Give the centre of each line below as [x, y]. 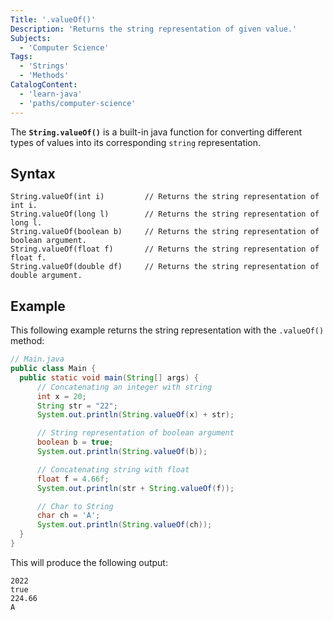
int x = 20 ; [61, 396]
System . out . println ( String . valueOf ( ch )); [124, 525]
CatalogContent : [44, 85]
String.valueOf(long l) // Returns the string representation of [165, 214]
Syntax [33, 173]
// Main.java [37, 359]
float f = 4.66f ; [73, 479]
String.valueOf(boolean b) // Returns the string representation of [165, 232]
